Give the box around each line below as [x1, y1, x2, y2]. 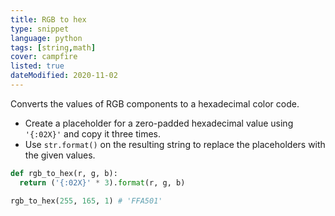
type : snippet [10, 24, 70, 34]
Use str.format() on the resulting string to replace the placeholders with [24, 138, 326, 150]
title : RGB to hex [10, 14, 87, 25]
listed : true [10, 61, 65, 71]
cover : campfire [10, 52, 78, 62]
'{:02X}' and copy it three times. [24, 127, 162, 140]
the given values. [24, 149, 96, 161]
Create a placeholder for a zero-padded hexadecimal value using [24, 117, 294, 129]
